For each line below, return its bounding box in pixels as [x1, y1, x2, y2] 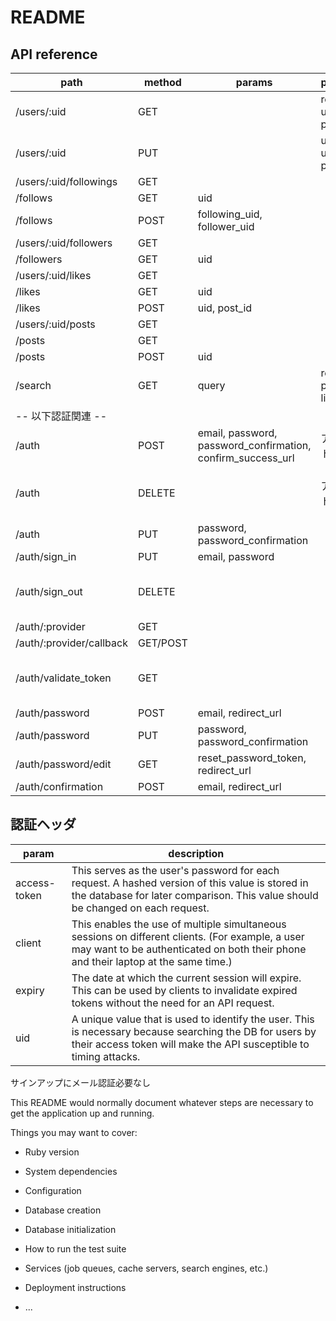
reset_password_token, [197, 751, 307, 765]
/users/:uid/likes [15, 269, 92, 282]
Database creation [24, 1204, 102, 1216]
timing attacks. [71, 1049, 141, 1063]
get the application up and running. [10, 1107, 155, 1119]
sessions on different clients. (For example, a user [71, 929, 305, 943]
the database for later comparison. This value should [71, 888, 319, 902]
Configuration [24, 1184, 82, 1196]
